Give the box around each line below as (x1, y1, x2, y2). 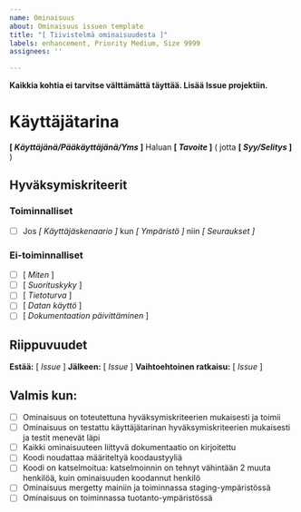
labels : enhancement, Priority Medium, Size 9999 (9, 38, 201, 48)
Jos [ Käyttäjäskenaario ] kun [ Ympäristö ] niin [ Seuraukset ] (22, 225, 256, 236)
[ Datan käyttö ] (22, 300, 83, 311)
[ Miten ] (22, 270, 54, 281)
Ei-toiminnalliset (9, 249, 83, 261)
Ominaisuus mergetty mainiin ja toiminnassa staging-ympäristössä (22, 482, 271, 493)
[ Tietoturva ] (22, 290, 73, 300)
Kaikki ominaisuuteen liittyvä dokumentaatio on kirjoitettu (22, 442, 237, 453)
